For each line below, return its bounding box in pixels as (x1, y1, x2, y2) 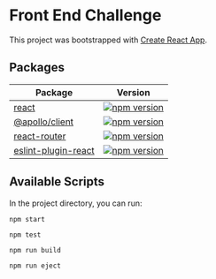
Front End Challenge (9, 5, 162, 26)
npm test (9, 230, 42, 239)
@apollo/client (13, 116, 73, 128)
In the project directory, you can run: (9, 198, 143, 208)
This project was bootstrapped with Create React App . (9, 34, 208, 45)
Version (116, 86, 150, 98)
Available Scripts (9, 174, 104, 190)
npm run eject (9, 261, 62, 270)
